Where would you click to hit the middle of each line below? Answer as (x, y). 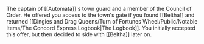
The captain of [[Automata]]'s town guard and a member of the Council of (99, 9)
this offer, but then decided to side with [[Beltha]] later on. (79, 34)
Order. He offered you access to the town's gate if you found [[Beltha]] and (100, 15)
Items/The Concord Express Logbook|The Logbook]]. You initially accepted (101, 28)
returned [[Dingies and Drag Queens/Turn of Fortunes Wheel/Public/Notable (102, 21)
